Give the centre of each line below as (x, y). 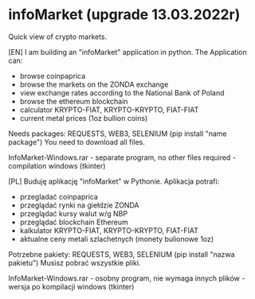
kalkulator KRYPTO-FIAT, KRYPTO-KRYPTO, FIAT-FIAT (109, 230)
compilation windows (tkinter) (57, 165)
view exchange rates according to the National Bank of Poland (122, 92)
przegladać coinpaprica (59, 196)
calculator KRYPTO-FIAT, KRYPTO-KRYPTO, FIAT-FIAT (109, 110)
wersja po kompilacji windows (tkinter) (71, 286)
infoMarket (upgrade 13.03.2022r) (124, 15)
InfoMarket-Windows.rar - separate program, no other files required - (122, 157)
